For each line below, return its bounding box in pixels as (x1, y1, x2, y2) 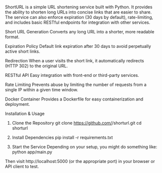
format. (5, 34, 20, 40)
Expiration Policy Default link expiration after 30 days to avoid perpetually (5, 43, 151, 49)
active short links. (5, 48, 40, 54)
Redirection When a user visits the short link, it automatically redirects (5, 58, 144, 63)
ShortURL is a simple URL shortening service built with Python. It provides (5, 4, 153, 10)
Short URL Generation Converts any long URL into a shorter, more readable (5, 29, 155, 34)
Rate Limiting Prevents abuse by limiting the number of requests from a (5, 82, 147, 87)
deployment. (5, 101, 30, 107)
